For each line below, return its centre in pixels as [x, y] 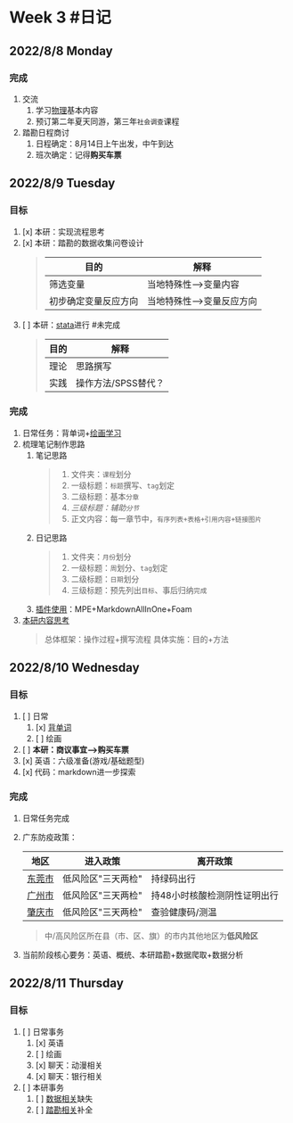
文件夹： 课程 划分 [101, 474]
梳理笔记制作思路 [53, 444]
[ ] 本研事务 [43, 1087]
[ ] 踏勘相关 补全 [64, 1110]
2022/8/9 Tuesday [62, 183]
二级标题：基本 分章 [105, 496]
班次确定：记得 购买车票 [78, 154]
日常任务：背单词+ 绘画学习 [72, 433]
